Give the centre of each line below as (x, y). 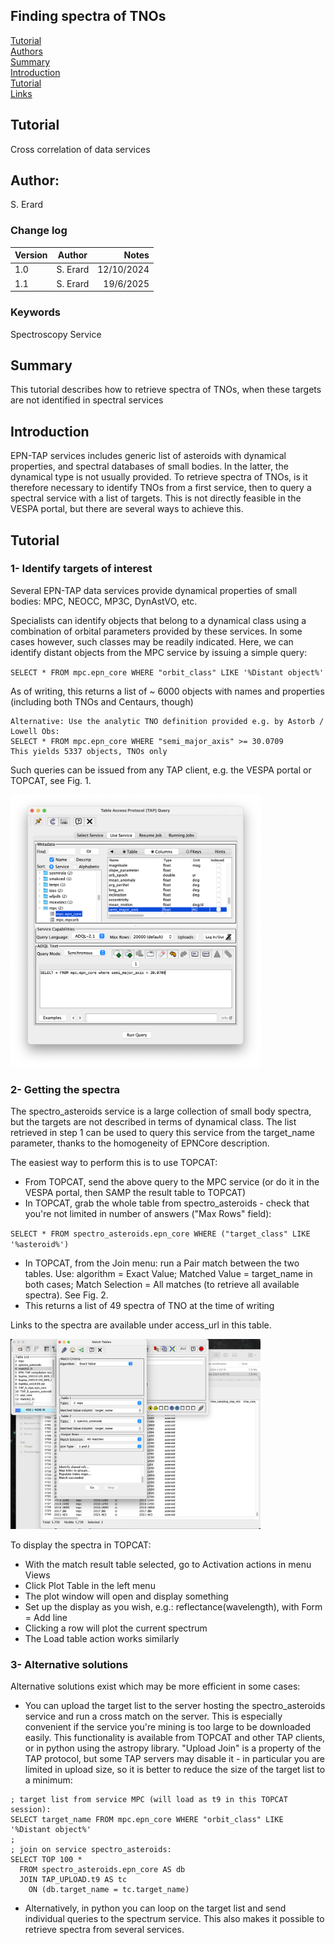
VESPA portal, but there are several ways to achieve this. (127, 509)
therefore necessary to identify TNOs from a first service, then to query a (161, 488)
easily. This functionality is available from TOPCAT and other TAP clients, (175, 1738)
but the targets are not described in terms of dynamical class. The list (153, 1122)
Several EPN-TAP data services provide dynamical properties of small (154, 590)
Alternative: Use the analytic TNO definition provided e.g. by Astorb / (167, 721)
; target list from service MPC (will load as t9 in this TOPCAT (149, 1800)
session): (31, 1810)
